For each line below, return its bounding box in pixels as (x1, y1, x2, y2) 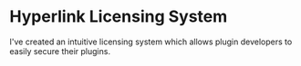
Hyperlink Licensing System (9, 6, 228, 27)
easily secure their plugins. (9, 45, 111, 56)
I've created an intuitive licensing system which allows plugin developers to (9, 36, 293, 47)
